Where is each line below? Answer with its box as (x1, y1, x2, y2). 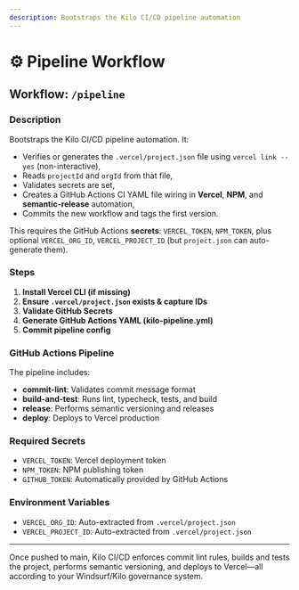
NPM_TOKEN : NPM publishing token (21, 464, 144, 475)
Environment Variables (9, 496, 110, 509)
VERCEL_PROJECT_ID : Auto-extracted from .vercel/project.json (21, 526, 252, 537)
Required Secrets (9, 435, 86, 447)
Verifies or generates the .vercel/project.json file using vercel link (21, 151, 278, 161)
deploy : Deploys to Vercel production (21, 413, 160, 423)
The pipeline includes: (9, 367, 91, 378)
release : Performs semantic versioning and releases (21, 403, 214, 414)
